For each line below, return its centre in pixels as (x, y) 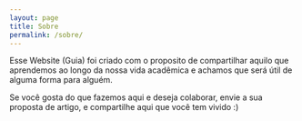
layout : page (34, 18)
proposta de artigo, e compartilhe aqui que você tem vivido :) (124, 107)
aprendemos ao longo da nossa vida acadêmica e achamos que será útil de (151, 70)
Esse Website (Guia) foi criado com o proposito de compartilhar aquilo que (149, 61)
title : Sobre (34, 26)
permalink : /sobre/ (46, 35)
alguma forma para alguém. (61, 80)
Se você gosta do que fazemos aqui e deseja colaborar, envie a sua (136, 97)
